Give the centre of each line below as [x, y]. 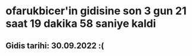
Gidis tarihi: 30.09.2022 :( [55, 46]
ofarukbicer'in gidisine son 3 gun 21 [96, 11]
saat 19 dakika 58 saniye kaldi [81, 24]
